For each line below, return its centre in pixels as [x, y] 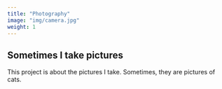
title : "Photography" [39, 14]
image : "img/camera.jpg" [43, 20]
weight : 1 [22, 27]
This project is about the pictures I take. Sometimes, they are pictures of [111, 72]
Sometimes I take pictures [65, 55]
